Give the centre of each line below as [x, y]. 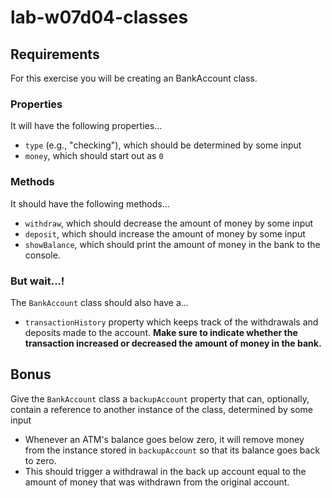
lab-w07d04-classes [99, 17]
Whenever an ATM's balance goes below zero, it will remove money [164, 439]
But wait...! [37, 281]
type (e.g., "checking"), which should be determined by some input [163, 145]
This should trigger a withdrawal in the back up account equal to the [165, 471]
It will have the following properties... [86, 126]
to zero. [40, 460]
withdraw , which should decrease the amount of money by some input [169, 223]
